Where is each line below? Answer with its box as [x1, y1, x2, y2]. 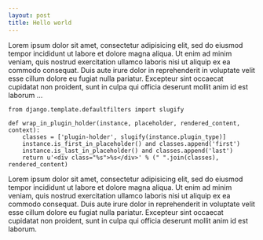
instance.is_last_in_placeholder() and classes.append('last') [22, 147, 234, 155]
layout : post [8, 11, 51, 20]
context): [8, 126, 41, 134]
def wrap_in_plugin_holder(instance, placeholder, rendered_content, [8, 119, 241, 127]
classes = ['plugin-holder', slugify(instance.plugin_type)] [22, 133, 226, 141]
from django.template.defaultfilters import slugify [8, 105, 184, 114]
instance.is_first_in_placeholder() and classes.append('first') [22, 140, 241, 147]
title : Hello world [8, 19, 72, 27]
